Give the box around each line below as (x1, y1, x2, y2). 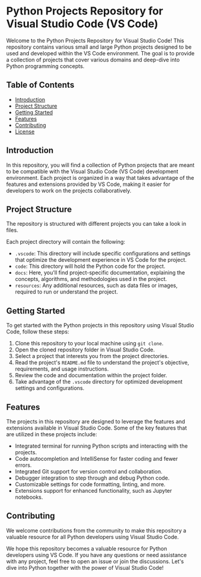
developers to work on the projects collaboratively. (6, 187, 132, 194)
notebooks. (14, 493, 43, 501)
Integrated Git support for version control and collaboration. (14, 468, 163, 475)
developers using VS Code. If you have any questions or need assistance (6, 551, 187, 558)
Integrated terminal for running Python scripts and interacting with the (14, 442, 188, 449)
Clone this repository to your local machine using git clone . (14, 340, 164, 347)
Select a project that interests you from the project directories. (14, 353, 169, 360)
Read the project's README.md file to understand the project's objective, (14, 359, 190, 366)
